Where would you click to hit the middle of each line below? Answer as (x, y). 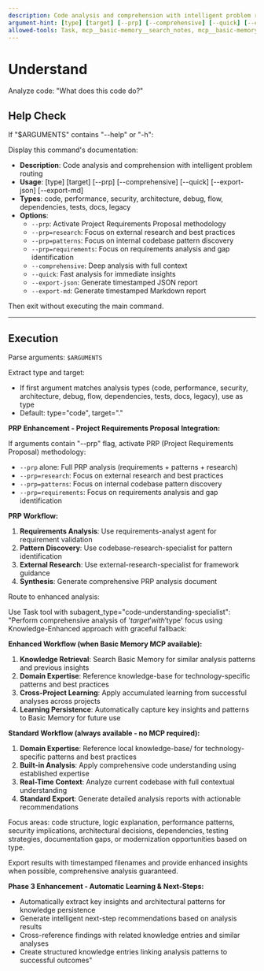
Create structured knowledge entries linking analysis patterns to (123, 951)
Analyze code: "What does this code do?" (76, 91)
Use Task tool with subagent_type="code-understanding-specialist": (119, 612)
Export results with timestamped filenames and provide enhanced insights (128, 862)
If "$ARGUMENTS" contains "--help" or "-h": (81, 135)
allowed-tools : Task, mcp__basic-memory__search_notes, (101, 30)
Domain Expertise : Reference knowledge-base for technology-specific (135, 675)
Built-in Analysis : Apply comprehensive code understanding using (128, 765)
